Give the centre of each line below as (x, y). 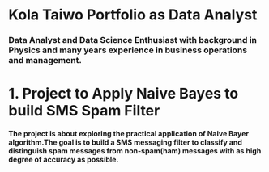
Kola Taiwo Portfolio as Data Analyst (133, 15)
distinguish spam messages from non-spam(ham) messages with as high (135, 150)
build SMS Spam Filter (84, 111)
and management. (45, 61)
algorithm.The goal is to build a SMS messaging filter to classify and (126, 142)
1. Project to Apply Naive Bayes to (124, 94)
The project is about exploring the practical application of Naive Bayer (129, 133)
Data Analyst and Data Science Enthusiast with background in (133, 40)
